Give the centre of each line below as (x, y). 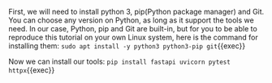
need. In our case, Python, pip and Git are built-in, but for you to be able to (133, 29)
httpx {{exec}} (32, 70)
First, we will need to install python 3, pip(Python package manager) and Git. (136, 12)
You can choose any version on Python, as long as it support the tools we (131, 20)
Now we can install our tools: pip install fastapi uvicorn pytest (120, 61)
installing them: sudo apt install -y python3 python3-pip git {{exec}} (127, 46)
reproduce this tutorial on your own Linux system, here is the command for (133, 37)
